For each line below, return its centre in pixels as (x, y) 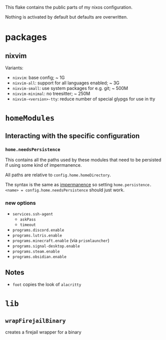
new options (20, 203)
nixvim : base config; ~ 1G (38, 78)
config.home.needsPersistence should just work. (75, 190)
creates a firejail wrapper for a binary (43, 332)
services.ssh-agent (33, 214)
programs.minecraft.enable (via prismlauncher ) (61, 241)
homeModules (30, 118)
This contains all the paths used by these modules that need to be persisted (83, 160)
